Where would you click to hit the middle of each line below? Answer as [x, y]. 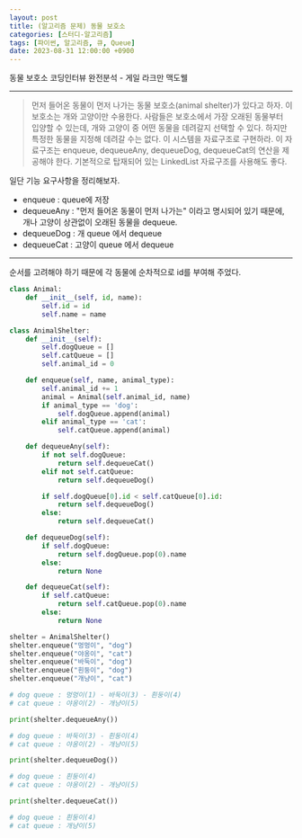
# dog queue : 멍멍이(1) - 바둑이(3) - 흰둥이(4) [96, 695]
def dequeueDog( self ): [68, 538]
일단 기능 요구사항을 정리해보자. [65, 181]
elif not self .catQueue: [88, 472]
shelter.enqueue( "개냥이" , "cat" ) [71, 679]
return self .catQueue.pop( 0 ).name [122, 604]
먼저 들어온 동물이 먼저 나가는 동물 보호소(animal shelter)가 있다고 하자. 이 [162, 105]
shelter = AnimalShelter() [60, 637]
